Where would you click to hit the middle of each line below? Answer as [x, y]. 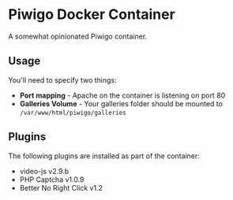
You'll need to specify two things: [62, 80]
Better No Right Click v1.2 [61, 187]
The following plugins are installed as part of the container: [104, 156]
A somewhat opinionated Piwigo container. [78, 36]
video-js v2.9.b [44, 171]
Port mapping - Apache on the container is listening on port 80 [122, 95]
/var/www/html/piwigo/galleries [73, 113]
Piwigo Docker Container [92, 15]
